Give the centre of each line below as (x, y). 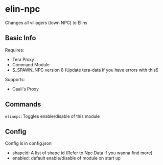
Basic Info (21, 38)
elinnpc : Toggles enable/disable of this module (53, 116)
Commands (23, 104)
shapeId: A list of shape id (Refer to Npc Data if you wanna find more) (82, 153)
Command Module (31, 64)
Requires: (15, 50)
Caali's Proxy (25, 89)
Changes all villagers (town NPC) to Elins (46, 23)
